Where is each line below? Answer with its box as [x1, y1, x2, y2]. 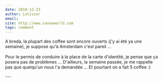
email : [5, 16, 19, 21]
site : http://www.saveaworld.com [5, 20, 74, 26]
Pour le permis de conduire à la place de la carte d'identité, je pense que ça [5, 54, 158, 60]
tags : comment [5, 25, 34, 30]
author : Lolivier [5, 12, 41, 16]
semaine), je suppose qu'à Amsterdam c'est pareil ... [5, 44, 111, 49]
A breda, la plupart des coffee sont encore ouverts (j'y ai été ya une [5, 38, 142, 44]
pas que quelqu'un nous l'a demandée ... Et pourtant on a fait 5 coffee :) [5, 64, 151, 70]
